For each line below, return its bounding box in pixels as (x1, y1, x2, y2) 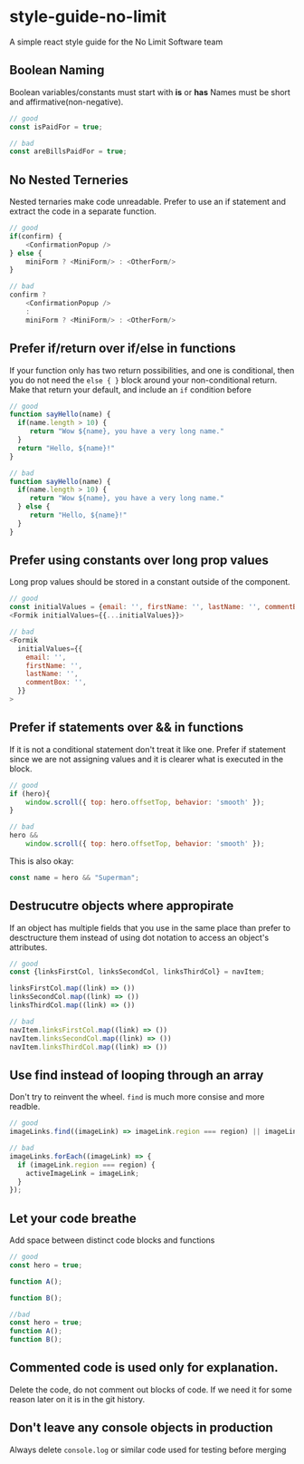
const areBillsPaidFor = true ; (9, 147, 128, 156)
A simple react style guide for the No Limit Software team (9, 36, 223, 47)
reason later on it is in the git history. (9, 1393, 146, 1404)
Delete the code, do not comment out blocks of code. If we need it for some (9, 1384, 292, 1395)
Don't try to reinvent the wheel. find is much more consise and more (9, 1091, 265, 1102)
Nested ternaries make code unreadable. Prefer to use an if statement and (9, 197, 287, 208)
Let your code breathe (9, 1210, 138, 1226)
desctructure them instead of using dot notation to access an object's (9, 932, 270, 943)
